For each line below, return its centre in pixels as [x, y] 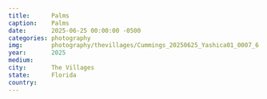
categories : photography [50, 38]
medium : [21, 61]
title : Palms [39, 16]
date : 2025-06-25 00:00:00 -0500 [75, 30]
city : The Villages [51, 68]
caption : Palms [39, 23]
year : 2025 [37, 53]
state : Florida [43, 75]
